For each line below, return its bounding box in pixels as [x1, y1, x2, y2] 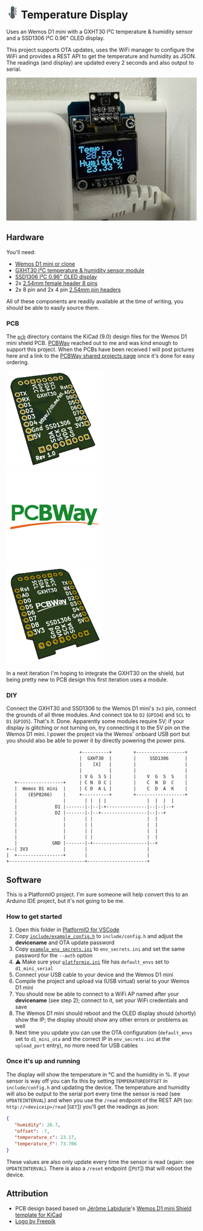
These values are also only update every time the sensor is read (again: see [6, 1158, 195, 1165]
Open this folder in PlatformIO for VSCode [14, 926, 120, 933]
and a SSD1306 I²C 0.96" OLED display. [6, 34, 105, 42]
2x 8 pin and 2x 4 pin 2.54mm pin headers [14, 286, 121, 293]
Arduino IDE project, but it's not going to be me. [6, 898, 125, 905]
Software [6, 875, 42, 885]
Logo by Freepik [14, 1217, 56, 1225]
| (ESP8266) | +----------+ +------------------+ [14, 792, 188, 798]
